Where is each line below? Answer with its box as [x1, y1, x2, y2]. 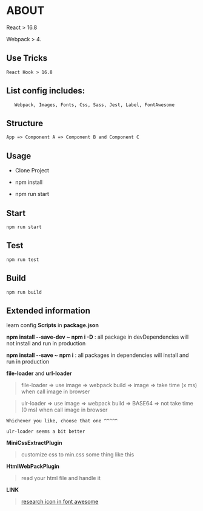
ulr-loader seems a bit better [6, 428, 85, 435]
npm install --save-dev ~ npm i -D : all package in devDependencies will [6, 333, 189, 340]
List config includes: [6, 86, 85, 96]
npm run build [6, 289, 42, 295]
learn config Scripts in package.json [6, 322, 99, 329]
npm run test [6, 256, 39, 263]
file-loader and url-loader [6, 370, 72, 377]
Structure [6, 118, 44, 128]
